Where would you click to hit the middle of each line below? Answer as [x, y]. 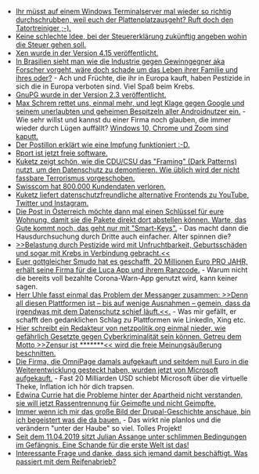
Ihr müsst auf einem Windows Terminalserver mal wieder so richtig [123, 11]
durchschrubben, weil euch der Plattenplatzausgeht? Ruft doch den [124, 20]
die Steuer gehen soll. [51, 45]
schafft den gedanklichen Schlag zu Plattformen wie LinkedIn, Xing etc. [130, 320]
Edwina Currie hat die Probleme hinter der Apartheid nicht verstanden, [129, 395]
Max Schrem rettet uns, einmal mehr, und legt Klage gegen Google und [130, 103]
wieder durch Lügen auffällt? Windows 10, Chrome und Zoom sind [122, 128]
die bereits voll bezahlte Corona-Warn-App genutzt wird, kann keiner [126, 278]
